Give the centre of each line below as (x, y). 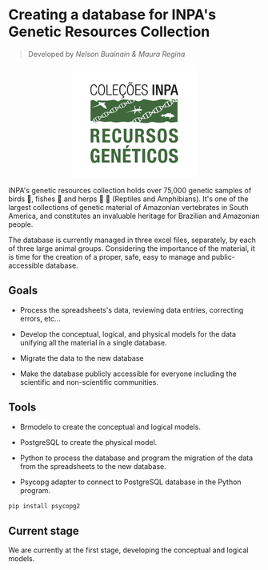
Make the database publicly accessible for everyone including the (128, 374)
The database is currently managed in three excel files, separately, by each (132, 240)
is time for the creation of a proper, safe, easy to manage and (109, 257)
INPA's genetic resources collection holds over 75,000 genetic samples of (130, 190)
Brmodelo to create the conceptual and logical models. (110, 426)
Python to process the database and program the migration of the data (136, 458)
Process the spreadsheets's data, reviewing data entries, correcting (132, 309)
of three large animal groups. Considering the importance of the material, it (132, 248)
